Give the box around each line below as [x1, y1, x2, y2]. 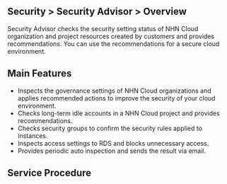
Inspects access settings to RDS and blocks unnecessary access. [17, 139, 209, 147]
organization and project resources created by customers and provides [7, 32, 214, 40]
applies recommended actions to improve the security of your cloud [17, 93, 216, 102]
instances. [17, 131, 48, 140]
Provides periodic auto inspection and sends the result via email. [17, 146, 206, 155]
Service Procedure [7, 167, 92, 179]
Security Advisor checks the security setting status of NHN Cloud [7, 24, 199, 33]
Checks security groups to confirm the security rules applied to [17, 124, 203, 132]
